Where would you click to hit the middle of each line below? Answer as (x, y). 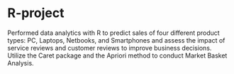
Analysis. (21, 63)
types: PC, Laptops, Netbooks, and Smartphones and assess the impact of (116, 40)
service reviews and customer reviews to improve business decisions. (110, 48)
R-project (36, 13)
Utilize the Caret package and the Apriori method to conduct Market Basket (117, 55)
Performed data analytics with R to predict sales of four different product (113, 33)
